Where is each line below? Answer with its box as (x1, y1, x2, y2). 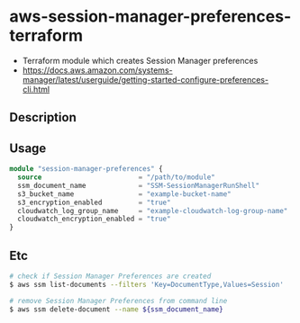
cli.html (22, 84, 50, 94)
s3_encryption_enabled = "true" (17, 198, 171, 207)
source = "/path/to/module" (17, 173, 216, 182)
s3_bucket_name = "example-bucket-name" (17, 189, 232, 199)
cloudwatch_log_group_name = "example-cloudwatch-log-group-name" (17, 206, 288, 215)
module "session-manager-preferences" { (9, 165, 164, 174)
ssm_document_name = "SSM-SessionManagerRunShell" (17, 181, 259, 190)
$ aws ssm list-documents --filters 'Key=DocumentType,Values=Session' (9, 280, 284, 289)
